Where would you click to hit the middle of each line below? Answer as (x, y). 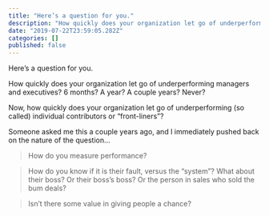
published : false (37, 46)
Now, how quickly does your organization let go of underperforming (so (126, 108)
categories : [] (34, 38)
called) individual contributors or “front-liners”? (86, 116)
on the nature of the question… (59, 140)
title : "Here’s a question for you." (71, 16)
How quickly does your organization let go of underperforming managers (129, 84)
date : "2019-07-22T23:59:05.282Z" (66, 30)
